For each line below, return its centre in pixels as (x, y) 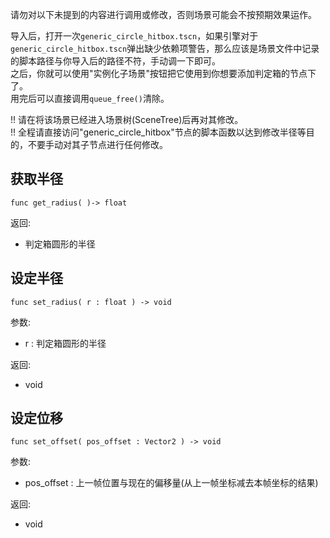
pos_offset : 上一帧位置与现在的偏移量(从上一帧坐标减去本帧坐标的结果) (171, 483)
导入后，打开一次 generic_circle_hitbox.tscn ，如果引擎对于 (134, 36)
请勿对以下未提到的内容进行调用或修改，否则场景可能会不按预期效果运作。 (163, 14)
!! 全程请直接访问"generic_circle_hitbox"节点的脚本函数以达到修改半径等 (158, 132)
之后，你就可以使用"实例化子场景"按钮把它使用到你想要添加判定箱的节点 (159, 73)
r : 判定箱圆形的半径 (65, 343)
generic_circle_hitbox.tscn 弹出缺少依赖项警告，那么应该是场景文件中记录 (165, 48)
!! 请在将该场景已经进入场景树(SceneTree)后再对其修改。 (127, 119)
